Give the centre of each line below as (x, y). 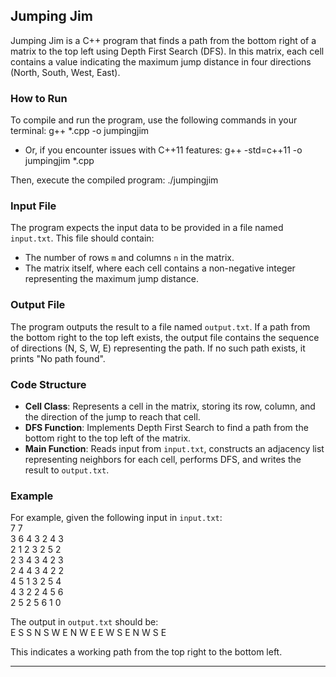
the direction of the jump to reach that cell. (112, 417)
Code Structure (48, 384)
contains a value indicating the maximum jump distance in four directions (161, 61)
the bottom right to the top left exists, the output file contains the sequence (165, 337)
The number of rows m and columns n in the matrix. (129, 258)
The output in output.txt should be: (84, 622)
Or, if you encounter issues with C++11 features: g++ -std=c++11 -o (163, 150)
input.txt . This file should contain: (82, 238)
